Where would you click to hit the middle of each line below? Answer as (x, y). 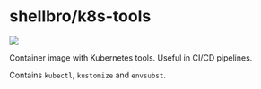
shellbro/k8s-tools (80, 16)
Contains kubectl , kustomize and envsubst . (87, 75)
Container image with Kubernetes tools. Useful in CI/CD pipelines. (131, 57)
